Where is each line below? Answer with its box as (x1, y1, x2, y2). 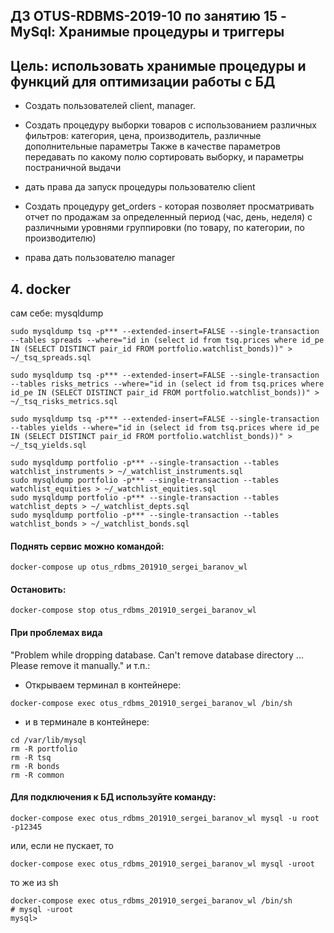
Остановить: (10, 583, 67, 595)
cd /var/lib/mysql (10, 735, 87, 745)
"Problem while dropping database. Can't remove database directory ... (10, 649, 304, 661)
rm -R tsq (10, 752, 52, 763)
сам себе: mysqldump (10, 307, 104, 319)
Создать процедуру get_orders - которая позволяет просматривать (24, 200, 315, 213)
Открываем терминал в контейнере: (24, 679, 182, 691)
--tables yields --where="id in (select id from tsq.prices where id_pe (10, 423, 320, 433)
